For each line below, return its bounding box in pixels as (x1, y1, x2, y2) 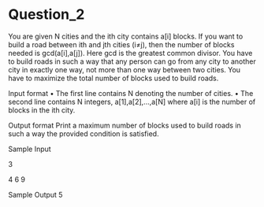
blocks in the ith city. (8, 105, 76, 115)
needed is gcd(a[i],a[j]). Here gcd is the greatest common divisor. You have (8, 48, 253, 57)
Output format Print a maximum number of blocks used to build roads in (8, 120, 242, 130)
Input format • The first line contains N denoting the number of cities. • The (8, 88, 254, 98)
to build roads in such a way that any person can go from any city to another (8, 57, 256, 66)
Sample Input (8, 144, 51, 153)
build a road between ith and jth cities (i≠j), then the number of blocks (8, 39, 235, 49)
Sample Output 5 (8, 190, 63, 199)
